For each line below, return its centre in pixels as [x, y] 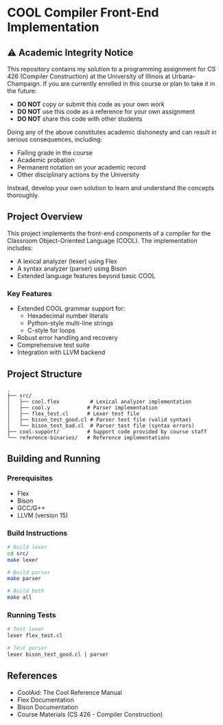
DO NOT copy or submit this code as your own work [91, 104]
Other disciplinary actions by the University [78, 174]
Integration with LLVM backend [61, 352]
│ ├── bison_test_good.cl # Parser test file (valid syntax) [99, 419]
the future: [22, 91]
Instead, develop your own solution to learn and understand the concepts [111, 188]
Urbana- [184, 76]
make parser [24, 579]
